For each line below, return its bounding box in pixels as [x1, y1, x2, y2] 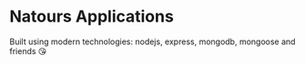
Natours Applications [9, 6, 175, 27]
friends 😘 [9, 45, 47, 56]
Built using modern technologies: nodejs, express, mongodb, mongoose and [9, 36, 296, 47]
